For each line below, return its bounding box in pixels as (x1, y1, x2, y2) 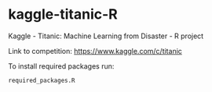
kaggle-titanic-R (8, 5, 118, 23)
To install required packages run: (8, 61, 115, 71)
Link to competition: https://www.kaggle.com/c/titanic (8, 46, 183, 55)
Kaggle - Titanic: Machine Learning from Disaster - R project (8, 31, 204, 41)
